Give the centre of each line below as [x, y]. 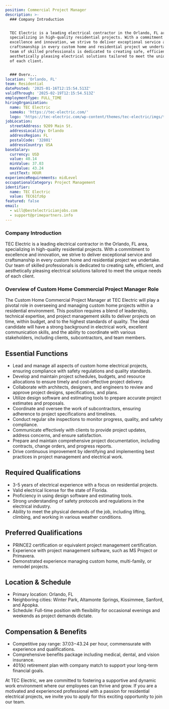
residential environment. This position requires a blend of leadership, [76, 311]
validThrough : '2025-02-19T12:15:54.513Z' [50, 93]
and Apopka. [26, 605]
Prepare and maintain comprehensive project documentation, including [86, 441]
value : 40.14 [23, 159]
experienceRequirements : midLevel [41, 178]
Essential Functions [37, 353]
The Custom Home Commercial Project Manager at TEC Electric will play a [82, 300]
